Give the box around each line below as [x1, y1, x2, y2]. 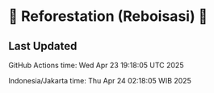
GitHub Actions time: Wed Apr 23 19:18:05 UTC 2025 [8, 60, 184, 70]
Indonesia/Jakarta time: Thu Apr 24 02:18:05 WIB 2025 [8, 76, 191, 85]
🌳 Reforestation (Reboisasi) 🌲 [8, 7, 208, 26]
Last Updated [8, 39, 78, 53]
